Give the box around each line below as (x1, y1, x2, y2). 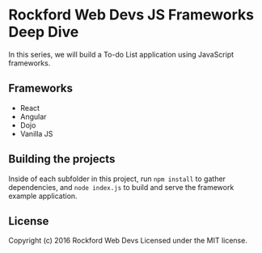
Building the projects (8, 152, 116, 167)
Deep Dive (8, 23, 79, 41)
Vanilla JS (19, 129, 53, 138)
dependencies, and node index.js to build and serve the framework (8, 182, 235, 192)
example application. (8, 191, 78, 200)
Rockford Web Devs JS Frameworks (8, 6, 255, 24)
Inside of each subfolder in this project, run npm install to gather (8, 174, 226, 183)
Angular (19, 112, 47, 121)
